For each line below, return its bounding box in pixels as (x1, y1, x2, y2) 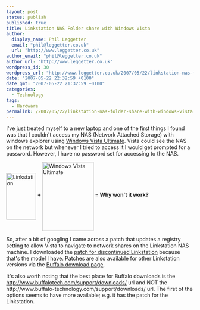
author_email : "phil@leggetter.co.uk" (6, 53, 102, 59)
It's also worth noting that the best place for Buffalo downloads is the (6, 272, 176, 280)
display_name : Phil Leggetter (11, 36, 86, 42)
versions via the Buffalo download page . (6, 261, 105, 268)
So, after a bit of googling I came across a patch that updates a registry (6, 236, 181, 243)
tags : (6, 97, 20, 103)
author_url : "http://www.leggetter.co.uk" (6, 58, 113, 64)
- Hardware (11, 103, 39, 109)
